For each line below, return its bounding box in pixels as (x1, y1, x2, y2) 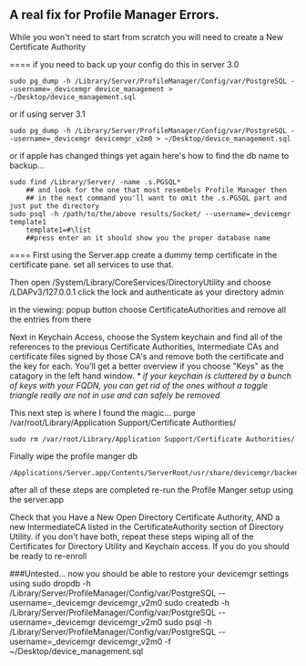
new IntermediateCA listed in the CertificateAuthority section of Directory (9, 521, 284, 532)
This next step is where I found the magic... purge (9, 407, 196, 418)
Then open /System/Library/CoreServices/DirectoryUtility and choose (9, 276, 271, 287)
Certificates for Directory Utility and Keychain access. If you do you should (9, 540, 290, 551)
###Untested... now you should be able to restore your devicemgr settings (9, 567, 290, 578)
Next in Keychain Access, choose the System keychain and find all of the (9, 331, 283, 342)
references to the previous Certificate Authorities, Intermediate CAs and (9, 341, 280, 352)
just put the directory (9, 201, 100, 211)
